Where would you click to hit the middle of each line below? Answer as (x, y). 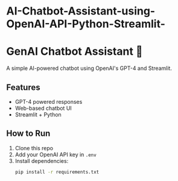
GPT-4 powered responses (49, 101)
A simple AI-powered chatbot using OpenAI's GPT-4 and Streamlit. (89, 68)
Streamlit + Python (38, 114)
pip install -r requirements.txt (57, 172)
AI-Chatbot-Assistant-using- (81, 11)
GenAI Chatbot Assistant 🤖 (75, 52)
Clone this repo (34, 148)
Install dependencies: (42, 160)
